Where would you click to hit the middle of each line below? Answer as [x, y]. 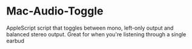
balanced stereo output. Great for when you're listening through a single [96, 34]
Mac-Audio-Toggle [55, 11]
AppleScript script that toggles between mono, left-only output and [90, 28]
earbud [15, 41]
